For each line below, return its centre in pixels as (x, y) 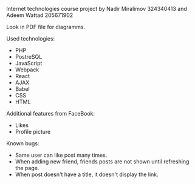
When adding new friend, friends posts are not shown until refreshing (102, 162)
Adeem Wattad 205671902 (40, 15)
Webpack (27, 70)
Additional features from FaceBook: (51, 113)
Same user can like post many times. (61, 155)
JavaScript (29, 63)
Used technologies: (31, 38)
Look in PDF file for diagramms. (46, 27)
